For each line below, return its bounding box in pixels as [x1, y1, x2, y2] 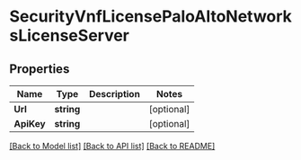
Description [88, 88, 141, 100]
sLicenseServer [9, 25, 130, 46]
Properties [9, 61, 70, 76]
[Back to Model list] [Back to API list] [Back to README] [9, 141, 216, 151]
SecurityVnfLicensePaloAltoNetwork [9, 6, 292, 27]
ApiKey [13, 118, 47, 129]
